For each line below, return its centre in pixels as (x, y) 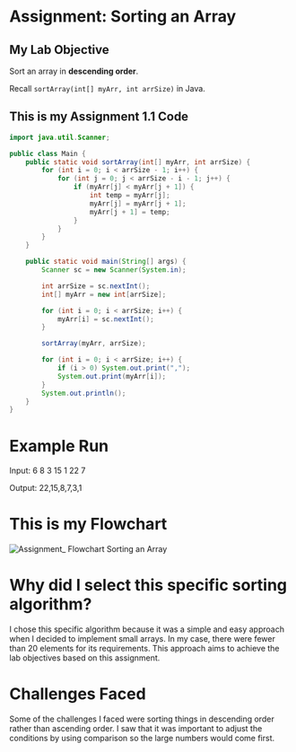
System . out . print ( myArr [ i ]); (112, 376)
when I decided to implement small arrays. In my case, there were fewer (143, 639)
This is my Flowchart (88, 525)
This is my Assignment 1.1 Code (99, 117)
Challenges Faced (78, 694)
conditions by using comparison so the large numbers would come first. (142, 739)
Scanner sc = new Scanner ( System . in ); (114, 270)
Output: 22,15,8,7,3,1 (46, 488)
